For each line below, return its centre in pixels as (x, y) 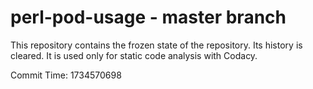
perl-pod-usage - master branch (148, 17)
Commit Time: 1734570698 (66, 75)
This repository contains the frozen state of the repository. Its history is (156, 45)
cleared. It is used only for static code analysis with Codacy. (134, 55)
